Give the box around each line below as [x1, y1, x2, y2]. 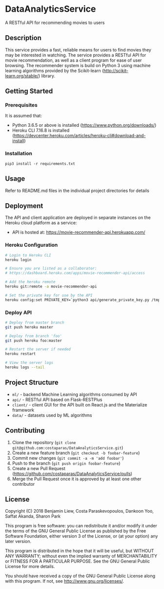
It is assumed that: [5, 113, 42, 118]
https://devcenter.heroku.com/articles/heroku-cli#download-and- [14, 133, 146, 139]
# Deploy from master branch [5, 320, 64, 325]
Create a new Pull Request [12, 465, 66, 471]
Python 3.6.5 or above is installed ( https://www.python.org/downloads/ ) [12, 122, 157, 128]
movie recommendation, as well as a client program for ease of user [5, 57, 142, 63]
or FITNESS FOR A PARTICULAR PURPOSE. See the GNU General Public [5, 558, 150, 564]
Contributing [5, 426, 45, 435]
